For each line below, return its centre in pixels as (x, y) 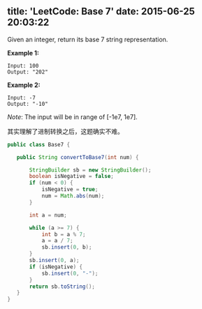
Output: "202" (28, 72)
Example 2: (24, 85)
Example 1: (23, 53)
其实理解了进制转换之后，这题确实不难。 (65, 131)
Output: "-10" (28, 104)
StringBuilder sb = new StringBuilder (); (90, 170)
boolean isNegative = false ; (71, 177)
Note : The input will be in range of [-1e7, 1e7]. (72, 117)
